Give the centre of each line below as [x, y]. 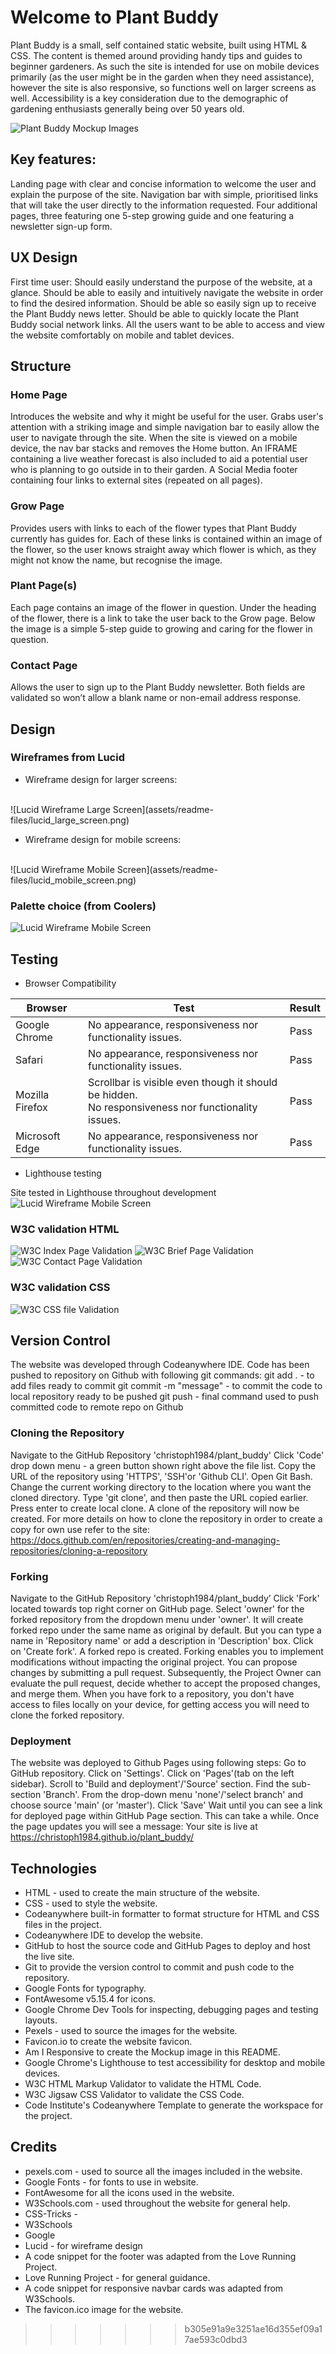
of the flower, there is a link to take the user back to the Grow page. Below [163, 618]
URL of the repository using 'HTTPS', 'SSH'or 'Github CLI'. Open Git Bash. [161, 1476]
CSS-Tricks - [51, 2213]
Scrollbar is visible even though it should [183, 1082]
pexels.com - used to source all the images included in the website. [163, 2171]
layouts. [41, 2020]
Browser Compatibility [70, 983]
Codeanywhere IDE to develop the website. [113, 1935]
